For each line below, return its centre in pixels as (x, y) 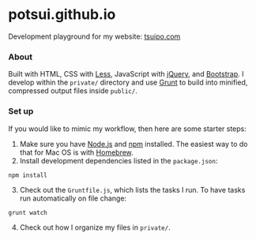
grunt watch (28, 212)
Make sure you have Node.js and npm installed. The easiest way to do (134, 144)
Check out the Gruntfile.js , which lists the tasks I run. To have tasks (132, 189)
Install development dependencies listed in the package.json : (119, 160)
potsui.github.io (62, 15)
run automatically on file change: (73, 198)
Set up (21, 111)
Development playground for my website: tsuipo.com (94, 36)
